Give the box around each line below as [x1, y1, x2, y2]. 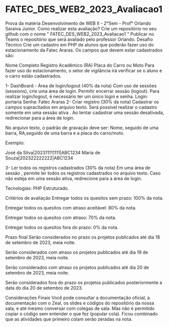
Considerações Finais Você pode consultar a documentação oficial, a [5, 294, 150, 301]
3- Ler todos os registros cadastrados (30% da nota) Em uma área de [5, 165, 151, 171]
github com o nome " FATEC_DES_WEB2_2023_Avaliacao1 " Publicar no [5, 31, 154, 37]
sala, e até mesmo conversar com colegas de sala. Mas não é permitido [5, 305, 155, 311]
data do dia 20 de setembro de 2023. [5, 285, 83, 291]
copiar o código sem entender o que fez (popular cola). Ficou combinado [5, 310, 158, 316]
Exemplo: [5, 140, 25, 146]
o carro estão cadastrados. [5, 73, 62, 79]
